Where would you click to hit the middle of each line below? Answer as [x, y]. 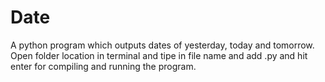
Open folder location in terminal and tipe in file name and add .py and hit [159, 55]
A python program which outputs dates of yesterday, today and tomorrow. [162, 45]
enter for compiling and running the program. [103, 66]
